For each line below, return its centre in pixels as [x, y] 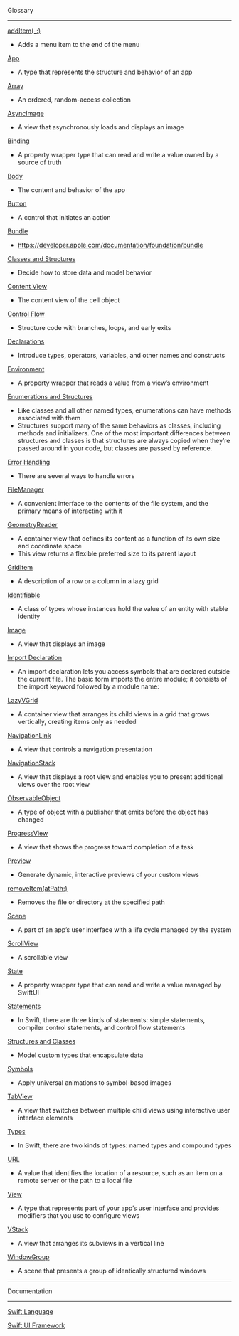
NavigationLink [29, 735]
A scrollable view [43, 957]
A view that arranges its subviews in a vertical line [91, 1243]
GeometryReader [33, 525]
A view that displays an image [61, 644]
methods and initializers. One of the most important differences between [124, 433]
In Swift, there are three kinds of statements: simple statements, [111, 1020]
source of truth [39, 162]
